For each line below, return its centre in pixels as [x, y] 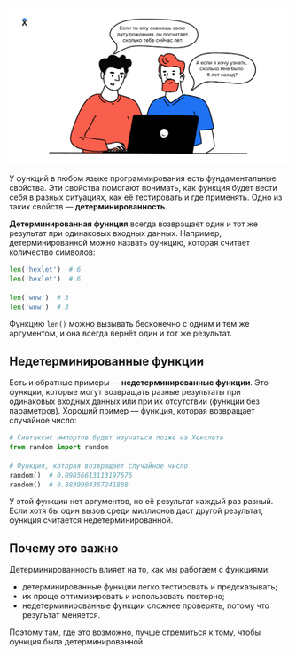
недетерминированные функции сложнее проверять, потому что [146, 605]
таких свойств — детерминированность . [89, 206]
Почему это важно [64, 548]
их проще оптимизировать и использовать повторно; [123, 597]
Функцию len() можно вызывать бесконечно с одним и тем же [129, 324]
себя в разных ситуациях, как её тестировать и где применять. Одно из [146, 197]
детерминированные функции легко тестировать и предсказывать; [150, 587]
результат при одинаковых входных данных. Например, [116, 233]
